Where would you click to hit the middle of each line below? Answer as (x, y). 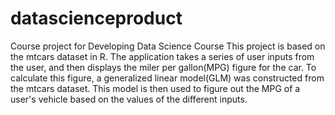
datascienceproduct (96, 18)
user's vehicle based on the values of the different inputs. (129, 99)
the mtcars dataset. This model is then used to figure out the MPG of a (155, 88)
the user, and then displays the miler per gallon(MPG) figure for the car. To (163, 67)
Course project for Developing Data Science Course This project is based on (168, 46)
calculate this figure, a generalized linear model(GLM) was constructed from (167, 78)
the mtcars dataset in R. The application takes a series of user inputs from (162, 56)
